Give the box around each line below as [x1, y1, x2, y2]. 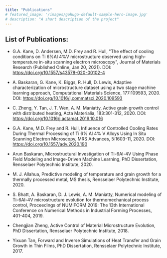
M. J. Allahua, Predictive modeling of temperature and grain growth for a [12, 171, 161, 177]
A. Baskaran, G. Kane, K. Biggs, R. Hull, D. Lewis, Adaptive [12, 79, 132, 85]
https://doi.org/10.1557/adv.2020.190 [12, 141, 88, 147]
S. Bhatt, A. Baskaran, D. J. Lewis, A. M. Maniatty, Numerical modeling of [12, 191, 162, 197]
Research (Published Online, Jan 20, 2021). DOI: [12, 64, 112, 70]
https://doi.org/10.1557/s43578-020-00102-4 [12, 69, 106, 75]
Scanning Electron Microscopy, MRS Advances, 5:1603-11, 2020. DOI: [12, 136, 156, 142]
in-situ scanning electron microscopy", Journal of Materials [39, 59, 161, 65]
